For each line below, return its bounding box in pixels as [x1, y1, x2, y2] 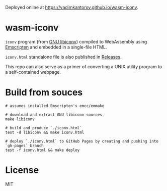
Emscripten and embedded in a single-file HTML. [5, 44, 107, 50]
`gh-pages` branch [5, 143, 44, 148]
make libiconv [5, 116, 35, 122]
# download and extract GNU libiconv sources [5, 112, 102, 117]
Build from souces [5, 87, 83, 98]
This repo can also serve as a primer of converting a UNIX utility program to [5, 63, 162, 70]
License [5, 164, 39, 176]
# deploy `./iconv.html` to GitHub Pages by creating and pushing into [5, 138, 158, 144]
